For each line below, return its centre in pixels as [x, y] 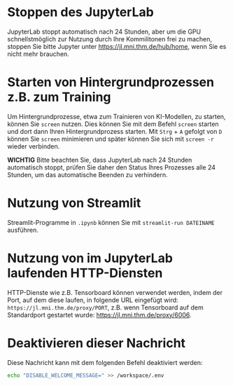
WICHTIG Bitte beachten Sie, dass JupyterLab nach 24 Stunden [100, 160]
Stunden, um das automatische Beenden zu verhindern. [87, 174]
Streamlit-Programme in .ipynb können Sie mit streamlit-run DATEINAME [111, 222]
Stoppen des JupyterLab [80, 12]
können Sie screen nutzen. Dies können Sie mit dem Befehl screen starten [113, 124]
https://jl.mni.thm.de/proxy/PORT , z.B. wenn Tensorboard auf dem [106, 307]
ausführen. [23, 230]
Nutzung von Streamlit [74, 203]
